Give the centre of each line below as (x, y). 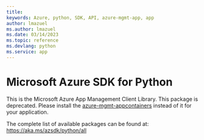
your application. (27, 112)
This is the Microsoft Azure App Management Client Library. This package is (102, 99)
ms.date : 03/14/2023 (33, 35)
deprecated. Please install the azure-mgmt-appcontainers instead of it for (99, 105)
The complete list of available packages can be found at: (78, 123)
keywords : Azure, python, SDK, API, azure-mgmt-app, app (80, 18)
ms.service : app (27, 52)
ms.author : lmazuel (31, 29)
